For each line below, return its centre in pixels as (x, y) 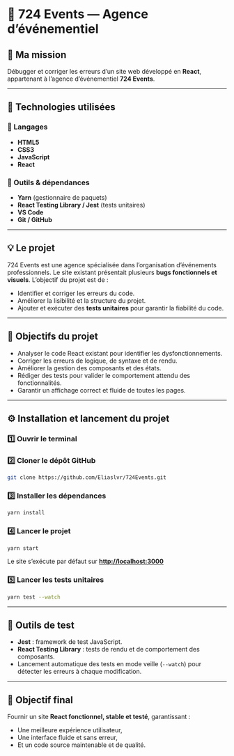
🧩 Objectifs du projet (53, 337)
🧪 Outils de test (41, 625)
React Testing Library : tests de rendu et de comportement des (108, 649)
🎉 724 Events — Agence (78, 14)
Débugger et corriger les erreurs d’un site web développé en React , (104, 71)
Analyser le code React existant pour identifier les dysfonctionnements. (120, 353)
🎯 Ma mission (37, 55)
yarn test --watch (34, 597)
